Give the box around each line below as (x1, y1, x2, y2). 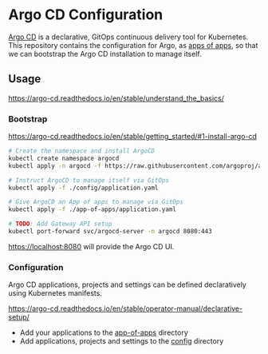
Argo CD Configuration (8, 6, 164, 24)
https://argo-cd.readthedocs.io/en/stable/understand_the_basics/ (8, 93, 225, 103)
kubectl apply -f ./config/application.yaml (8, 184, 159, 192)
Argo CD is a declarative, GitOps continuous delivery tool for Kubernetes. (8, 32, 249, 42)
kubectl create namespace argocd (8, 154, 120, 162)
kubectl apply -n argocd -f (8, 161, 102, 169)
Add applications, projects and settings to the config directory (19, 336, 224, 346)
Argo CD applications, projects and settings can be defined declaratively (8, 280, 247, 289)
